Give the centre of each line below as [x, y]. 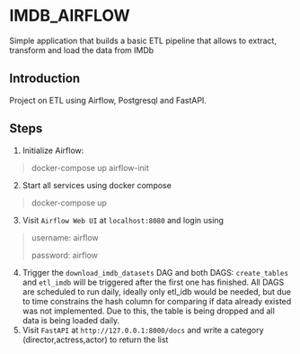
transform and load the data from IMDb [82, 50]
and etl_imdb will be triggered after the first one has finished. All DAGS [153, 282]
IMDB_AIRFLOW [70, 16]
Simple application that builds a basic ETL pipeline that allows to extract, [143, 41]
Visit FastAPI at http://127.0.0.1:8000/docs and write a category [143, 330]
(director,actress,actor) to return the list [95, 340]
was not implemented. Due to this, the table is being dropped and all [149, 311]
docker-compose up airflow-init [90, 168]
